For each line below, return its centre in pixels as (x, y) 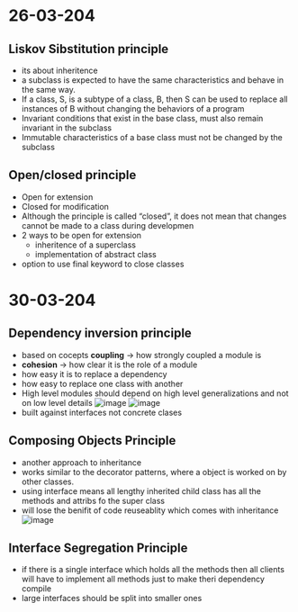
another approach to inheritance (81, 462)
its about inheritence (59, 70)
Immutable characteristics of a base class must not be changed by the (152, 137)
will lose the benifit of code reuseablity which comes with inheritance (150, 510)
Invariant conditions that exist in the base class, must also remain (142, 118)
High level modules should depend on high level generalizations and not (155, 393)
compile (36, 589)
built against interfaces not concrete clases (101, 412)
